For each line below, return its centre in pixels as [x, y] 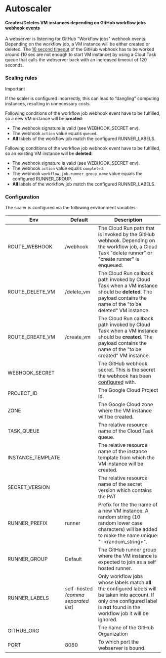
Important [15, 89]
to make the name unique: [128, 535]
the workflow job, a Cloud [128, 246]
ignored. [108, 619]
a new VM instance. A [123, 511]
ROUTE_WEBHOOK [30, 246]
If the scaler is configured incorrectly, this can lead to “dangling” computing [82, 98]
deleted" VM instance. [124, 310]
